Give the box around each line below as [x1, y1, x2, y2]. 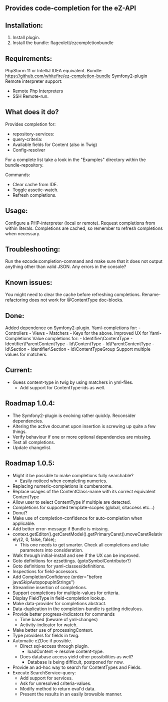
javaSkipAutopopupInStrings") [12, 579, 75, 585]
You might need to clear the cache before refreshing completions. [5, 292, 141, 298]
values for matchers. [5, 351, 47, 358]
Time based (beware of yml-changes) [19, 616, 98, 622]
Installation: [5, 21, 43, 30]
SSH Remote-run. [12, 93, 49, 99]
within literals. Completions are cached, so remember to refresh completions [5, 225, 163, 231]
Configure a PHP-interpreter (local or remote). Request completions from [5, 220, 155, 226]
